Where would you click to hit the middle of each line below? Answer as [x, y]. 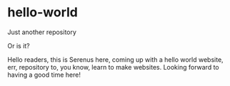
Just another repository [42, 32]
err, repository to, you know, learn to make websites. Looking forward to [113, 67]
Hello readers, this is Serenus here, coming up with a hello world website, [115, 59]
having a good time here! [44, 75]
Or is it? [19, 45]
